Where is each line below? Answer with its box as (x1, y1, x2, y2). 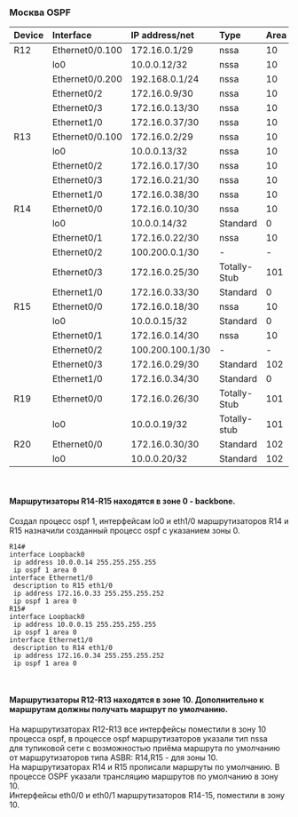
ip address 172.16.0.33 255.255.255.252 (12, 589, 165, 598)
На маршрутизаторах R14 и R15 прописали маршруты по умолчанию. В (9, 761, 280, 772)
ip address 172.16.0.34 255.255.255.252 (12, 651, 165, 660)
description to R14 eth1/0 (12, 643, 114, 652)
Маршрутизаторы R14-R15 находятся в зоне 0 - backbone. (9, 496, 236, 506)
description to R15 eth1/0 (12, 581, 114, 590)
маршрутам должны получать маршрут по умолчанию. (9, 704, 229, 715)
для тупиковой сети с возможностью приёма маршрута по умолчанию (9, 742, 281, 753)
